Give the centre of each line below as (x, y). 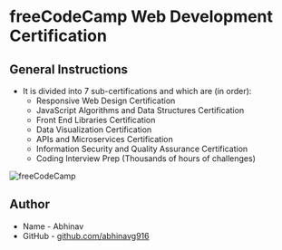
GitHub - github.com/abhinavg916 (86, 236)
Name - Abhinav (53, 226)
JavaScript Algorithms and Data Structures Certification (140, 110)
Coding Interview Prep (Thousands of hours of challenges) (146, 159)
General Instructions (69, 69)
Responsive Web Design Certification (106, 101)
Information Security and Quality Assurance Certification (142, 149)
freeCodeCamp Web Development (141, 17)
